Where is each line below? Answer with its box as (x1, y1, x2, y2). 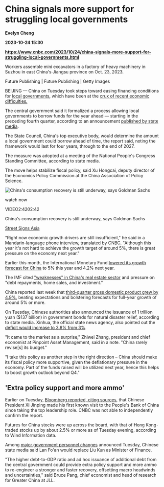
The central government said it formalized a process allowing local (5, 108, 140, 114)
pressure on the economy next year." (5, 250, 80, 256)
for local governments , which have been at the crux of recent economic (5, 93, 150, 99)
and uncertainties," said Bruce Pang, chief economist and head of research (5, 472, 157, 478)
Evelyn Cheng (5, 30, 34, 36)
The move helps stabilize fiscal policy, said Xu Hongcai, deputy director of (5, 167, 155, 173)
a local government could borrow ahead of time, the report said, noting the (5, 138, 156, 144)
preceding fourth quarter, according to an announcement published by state (5, 118, 159, 124)
